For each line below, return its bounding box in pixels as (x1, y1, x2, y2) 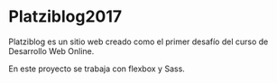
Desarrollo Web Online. (8, 45, 95, 56)
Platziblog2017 (8, 6, 123, 27)
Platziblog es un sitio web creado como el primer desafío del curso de (8, 36, 269, 47)
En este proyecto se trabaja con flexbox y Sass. (8, 63, 186, 74)
